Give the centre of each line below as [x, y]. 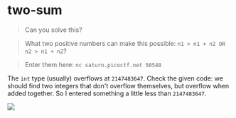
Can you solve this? [54, 30]
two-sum [35, 10]
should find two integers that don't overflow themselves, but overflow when [118, 85]
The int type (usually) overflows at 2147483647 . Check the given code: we [116, 78]
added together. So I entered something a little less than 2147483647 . [107, 93]
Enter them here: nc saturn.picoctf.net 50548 [93, 64]
